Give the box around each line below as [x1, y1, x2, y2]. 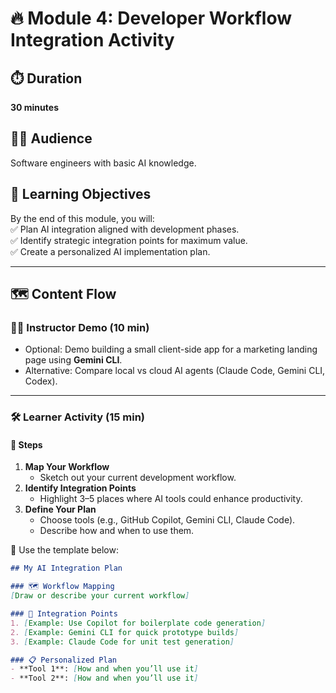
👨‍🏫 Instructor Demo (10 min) [10, 320, 150, 334]
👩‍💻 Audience [10, 130, 93, 147]
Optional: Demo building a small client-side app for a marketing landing [24, 343, 318, 356]
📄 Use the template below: [10, 544, 119, 556]
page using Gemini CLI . [24, 354, 123, 366]
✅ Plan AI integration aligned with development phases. [10, 223, 240, 235]
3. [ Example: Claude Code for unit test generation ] [10, 637, 235, 647]
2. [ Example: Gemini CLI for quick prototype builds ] [10, 627, 240, 637]
